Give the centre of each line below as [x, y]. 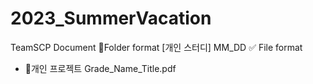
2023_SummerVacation [111, 18]
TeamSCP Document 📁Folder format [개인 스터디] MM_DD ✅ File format [156, 47]
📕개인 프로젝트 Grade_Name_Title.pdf [100, 68]
